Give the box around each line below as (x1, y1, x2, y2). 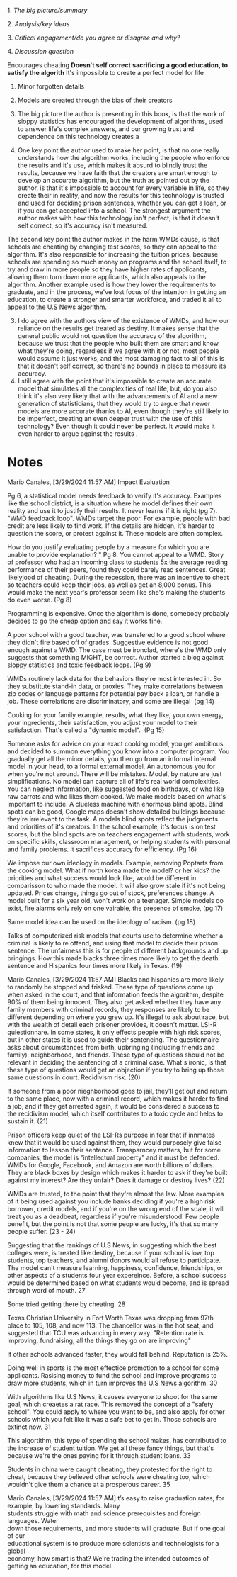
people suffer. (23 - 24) (7, 1227, 76, 1235)
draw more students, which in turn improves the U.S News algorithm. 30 (7, 1379, 218, 1387)
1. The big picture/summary (7, 6, 88, 14)
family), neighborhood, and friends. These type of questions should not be (7, 1050, 225, 1059)
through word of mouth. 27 (7, 1286, 86, 1294)
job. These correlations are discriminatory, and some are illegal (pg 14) (7, 697, 214, 705)
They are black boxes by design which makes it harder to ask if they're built (7, 1168, 228, 1177)
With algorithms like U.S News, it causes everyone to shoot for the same (7, 1392, 218, 1401)
